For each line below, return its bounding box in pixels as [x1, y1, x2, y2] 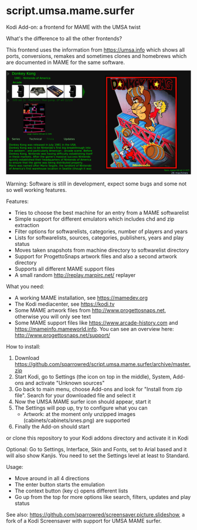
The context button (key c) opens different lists [14, 487, 128, 494]
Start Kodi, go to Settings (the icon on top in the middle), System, [14, 373, 172, 380]
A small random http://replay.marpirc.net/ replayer [14, 272, 136, 279]
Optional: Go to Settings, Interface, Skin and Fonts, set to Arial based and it [6, 446, 187, 453]
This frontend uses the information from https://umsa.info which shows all [6, 46, 185, 53]
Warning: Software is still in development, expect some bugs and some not [6, 180, 187, 187]
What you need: [6, 283, 45, 290]
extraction [14, 222, 39, 229]
